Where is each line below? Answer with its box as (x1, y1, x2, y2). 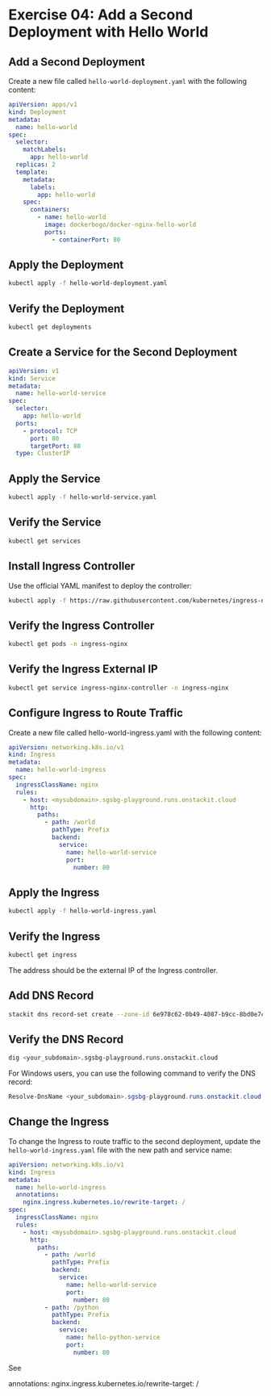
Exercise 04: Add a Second (8, 6, 194, 24)
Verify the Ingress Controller (8, 618, 155, 632)
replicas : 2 (15, 161, 56, 169)
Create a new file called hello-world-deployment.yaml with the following (8, 77, 248, 86)
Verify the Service (8, 515, 102, 530)
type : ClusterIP (15, 450, 70, 458)
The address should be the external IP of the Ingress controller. (8, 965, 219, 975)
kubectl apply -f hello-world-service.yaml (8, 493, 157, 501)
